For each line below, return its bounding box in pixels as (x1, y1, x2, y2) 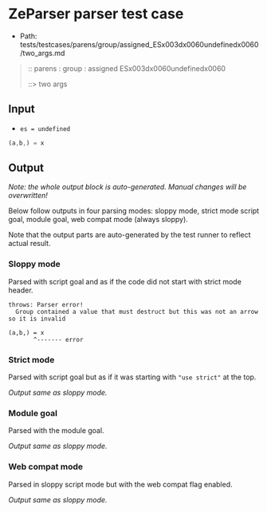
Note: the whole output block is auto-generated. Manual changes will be (8, 182, 247, 192)
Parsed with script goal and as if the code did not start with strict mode (8, 276, 241, 286)
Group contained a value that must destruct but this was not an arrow (15, 308, 259, 316)
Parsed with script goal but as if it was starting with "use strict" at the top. (8, 372, 257, 382)
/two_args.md (19, 48, 65, 58)
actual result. (8, 239, 51, 248)
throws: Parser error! (8, 300, 84, 308)
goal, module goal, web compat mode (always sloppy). (8, 215, 189, 224)
